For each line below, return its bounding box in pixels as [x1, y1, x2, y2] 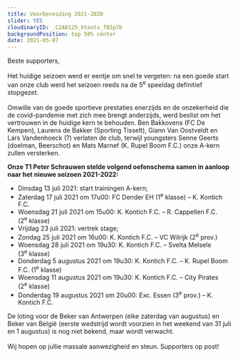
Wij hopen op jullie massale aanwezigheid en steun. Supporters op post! [7, 342, 219, 351]
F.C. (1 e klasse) [17, 265, 62, 275]
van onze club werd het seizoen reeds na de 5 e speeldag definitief [7, 79, 203, 89]
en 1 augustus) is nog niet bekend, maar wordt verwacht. [7, 327, 175, 336]
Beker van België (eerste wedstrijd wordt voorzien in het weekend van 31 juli [7, 319, 232, 328]
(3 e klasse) [17, 247, 51, 257]
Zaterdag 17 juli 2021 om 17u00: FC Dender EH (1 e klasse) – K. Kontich [17, 191, 223, 201]
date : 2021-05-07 [7, 37, 59, 44]
